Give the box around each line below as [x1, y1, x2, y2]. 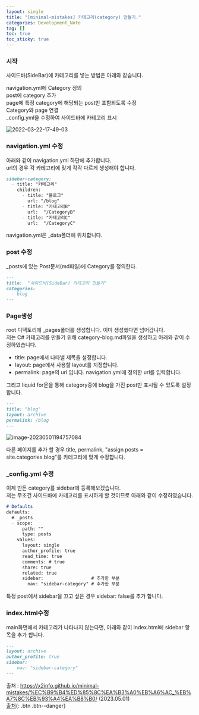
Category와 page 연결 [6, 106, 59, 114]
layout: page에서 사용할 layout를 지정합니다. [14, 361, 119, 369]
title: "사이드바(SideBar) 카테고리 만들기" [6, 280, 107, 286]
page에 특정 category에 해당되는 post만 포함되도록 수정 [6, 99, 137, 106]
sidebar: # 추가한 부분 [21, 575, 120, 582]
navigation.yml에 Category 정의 [6, 84, 82, 92]
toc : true [6, 31, 31, 37]
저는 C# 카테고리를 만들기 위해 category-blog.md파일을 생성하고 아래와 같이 [6, 334, 184, 341]
